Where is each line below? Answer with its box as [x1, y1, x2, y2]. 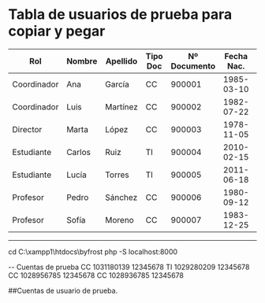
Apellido [105, 55, 138, 66]
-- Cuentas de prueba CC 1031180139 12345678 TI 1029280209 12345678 [8, 262, 250, 272]
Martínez [105, 101, 138, 112]
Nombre [66, 55, 98, 66]
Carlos [66, 146, 91, 157]
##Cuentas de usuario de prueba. [8, 286, 118, 295]
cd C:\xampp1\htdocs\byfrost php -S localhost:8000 [8, 246, 178, 257]
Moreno [105, 214, 134, 225]
